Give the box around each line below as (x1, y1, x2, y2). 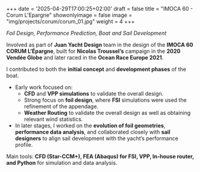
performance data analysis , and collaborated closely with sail (14, 129, 170, 135)
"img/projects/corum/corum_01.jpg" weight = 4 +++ (6, 18, 136, 25)
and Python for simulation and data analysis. (6, 159, 117, 166)
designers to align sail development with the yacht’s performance (14, 135, 179, 142)
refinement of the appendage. (23, 103, 99, 110)
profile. (14, 141, 33, 148)
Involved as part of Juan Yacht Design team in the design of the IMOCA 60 (6, 41, 194, 48)
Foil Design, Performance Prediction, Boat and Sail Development (6, 29, 167, 37)
